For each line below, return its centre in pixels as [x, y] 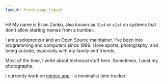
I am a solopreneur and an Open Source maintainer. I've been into [74, 40]
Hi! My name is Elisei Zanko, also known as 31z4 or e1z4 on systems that [81, 24]
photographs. [20, 66]
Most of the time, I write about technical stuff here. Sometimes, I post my [82, 60]
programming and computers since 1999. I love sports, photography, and [82, 45]
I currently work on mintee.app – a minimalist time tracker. [66, 76]
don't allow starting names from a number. [50, 30]
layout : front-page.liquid [34, 10]
